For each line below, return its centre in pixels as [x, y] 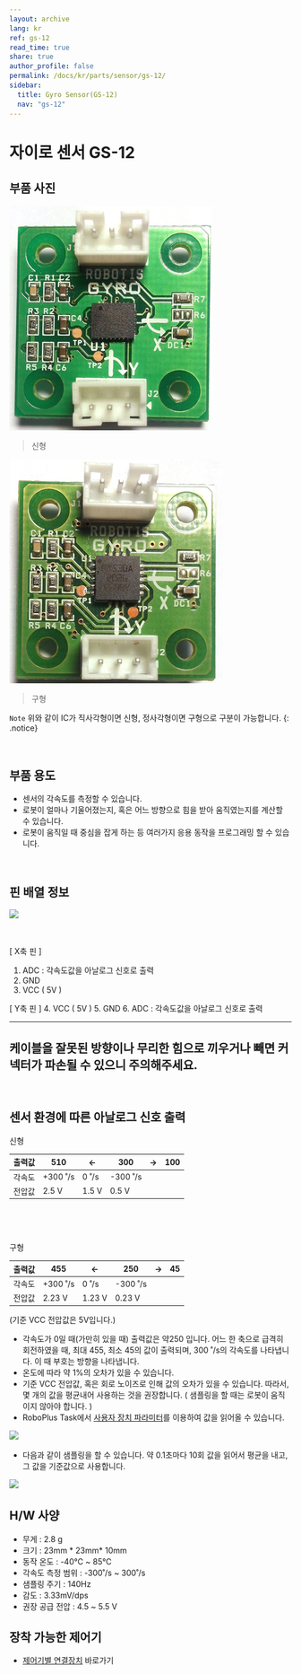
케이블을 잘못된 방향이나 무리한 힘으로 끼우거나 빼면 [142, 1048]
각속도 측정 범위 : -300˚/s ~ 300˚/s [84, 1573]
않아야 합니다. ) [65, 1406]
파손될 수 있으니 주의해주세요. [121, 1065]
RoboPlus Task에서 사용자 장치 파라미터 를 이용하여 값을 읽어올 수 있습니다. [153, 1417]
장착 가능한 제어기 [56, 1637]
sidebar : [26, 85]
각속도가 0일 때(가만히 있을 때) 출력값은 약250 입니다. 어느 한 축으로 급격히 [153, 1338]
